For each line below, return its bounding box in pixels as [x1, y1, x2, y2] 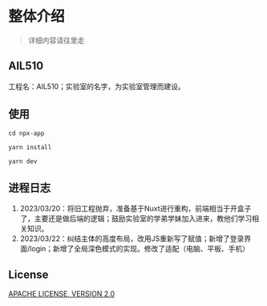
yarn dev [8, 157, 38, 165]
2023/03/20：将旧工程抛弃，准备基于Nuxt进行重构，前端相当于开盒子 [19, 204, 252, 214]
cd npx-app [8, 129, 45, 137]
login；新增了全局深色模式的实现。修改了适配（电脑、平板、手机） [29, 244, 250, 254]
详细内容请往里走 [27, 35, 85, 45]
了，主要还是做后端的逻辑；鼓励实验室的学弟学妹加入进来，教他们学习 [19, 214, 253, 223]
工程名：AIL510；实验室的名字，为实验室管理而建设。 [8, 81, 186, 91]
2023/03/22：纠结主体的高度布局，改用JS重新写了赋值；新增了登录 [19, 234, 245, 243]
